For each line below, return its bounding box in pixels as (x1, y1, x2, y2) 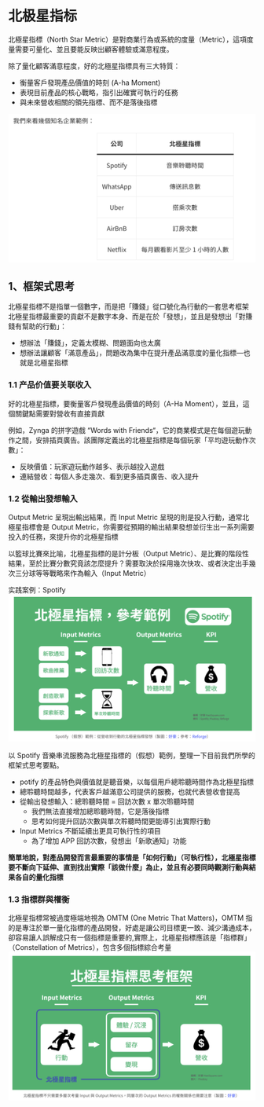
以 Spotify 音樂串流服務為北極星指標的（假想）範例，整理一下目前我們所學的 (8, 750, 255, 760)
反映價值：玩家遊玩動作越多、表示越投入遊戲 (19, 461, 165, 471)
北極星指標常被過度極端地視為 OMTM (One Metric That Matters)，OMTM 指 (8, 913, 253, 923)
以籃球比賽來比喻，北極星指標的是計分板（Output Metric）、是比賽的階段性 (8, 549, 250, 559)
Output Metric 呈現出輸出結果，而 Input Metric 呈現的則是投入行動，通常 (8, 512, 243, 522)
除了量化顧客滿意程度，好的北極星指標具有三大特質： (8, 60, 181, 71)
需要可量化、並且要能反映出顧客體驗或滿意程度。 (14, 44, 174, 53)
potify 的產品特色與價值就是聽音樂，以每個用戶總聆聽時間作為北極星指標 (19, 777, 254, 786)
